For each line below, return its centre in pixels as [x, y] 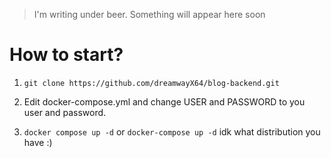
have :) [38, 142]
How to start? [66, 55]
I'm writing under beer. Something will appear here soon [149, 14]
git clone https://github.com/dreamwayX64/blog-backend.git [151, 83]
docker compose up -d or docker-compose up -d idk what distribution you [172, 131]
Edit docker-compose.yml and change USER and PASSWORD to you [164, 101]
